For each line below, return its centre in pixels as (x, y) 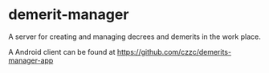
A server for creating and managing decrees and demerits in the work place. (134, 36)
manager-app (31, 60)
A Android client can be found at (62, 52)
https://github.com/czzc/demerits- (174, 52)
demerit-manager (69, 15)
